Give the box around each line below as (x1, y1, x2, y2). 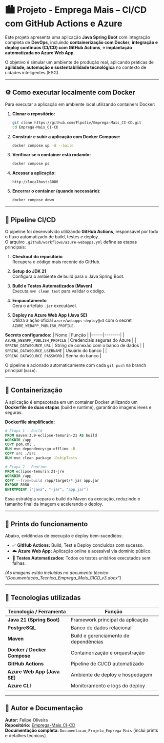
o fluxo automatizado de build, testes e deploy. (5, 233, 99, 240)
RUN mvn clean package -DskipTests (5, 455, 78, 460)
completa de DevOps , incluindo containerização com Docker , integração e (5, 39, 158, 45)
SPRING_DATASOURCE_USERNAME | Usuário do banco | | (5, 348, 107, 353)
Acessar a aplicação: (12, 170, 56, 176)
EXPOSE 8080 (5, 482, 29, 488)
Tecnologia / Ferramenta (7, 608, 66, 615)
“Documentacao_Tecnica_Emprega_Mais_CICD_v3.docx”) (5, 575, 122, 580)
